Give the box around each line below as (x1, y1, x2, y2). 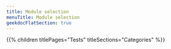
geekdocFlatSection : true (6, 20, 72, 26)
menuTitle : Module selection (6, 14, 80, 20)
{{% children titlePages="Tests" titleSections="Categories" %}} (6, 36, 166, 44)
